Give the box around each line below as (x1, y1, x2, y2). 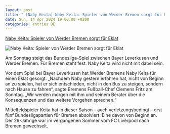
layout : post (5, 7, 33, 13)
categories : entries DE (5, 21, 56, 27)
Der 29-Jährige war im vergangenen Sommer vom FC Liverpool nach (5, 117, 149, 124)
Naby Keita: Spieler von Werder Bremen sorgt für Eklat (5, 35, 119, 41)
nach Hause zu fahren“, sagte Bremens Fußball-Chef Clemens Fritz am (5, 86, 153, 93)
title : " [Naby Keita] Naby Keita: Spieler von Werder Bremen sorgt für (5, 12, 162, 17)
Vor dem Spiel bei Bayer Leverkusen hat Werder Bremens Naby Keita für (5, 70, 156, 76)
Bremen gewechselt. (5, 123, 48, 129)
